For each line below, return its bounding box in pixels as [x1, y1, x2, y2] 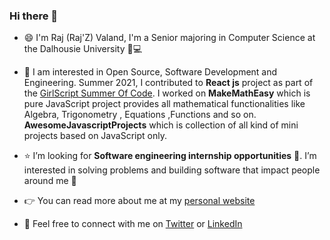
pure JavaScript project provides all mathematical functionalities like [23, 98, 306, 110]
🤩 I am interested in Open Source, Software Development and [23, 66, 278, 78]
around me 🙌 [23, 175, 77, 187]
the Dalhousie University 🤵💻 [23, 43, 143, 55]
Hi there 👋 [9, 9, 59, 23]
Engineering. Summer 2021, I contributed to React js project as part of [23, 77, 314, 89]
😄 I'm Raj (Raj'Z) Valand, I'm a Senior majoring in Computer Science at [23, 32, 316, 44]
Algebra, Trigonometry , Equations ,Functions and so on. [23, 109, 257, 121]
